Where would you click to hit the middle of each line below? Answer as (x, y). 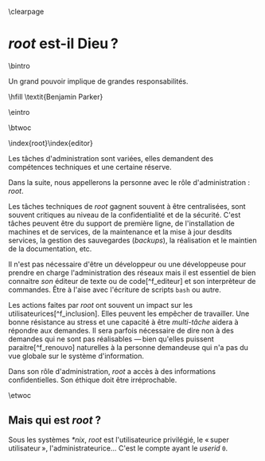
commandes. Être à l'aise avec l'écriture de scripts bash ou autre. (115, 290)
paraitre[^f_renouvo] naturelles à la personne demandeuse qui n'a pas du (129, 347)
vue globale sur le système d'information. (76, 356)
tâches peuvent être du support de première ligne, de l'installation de (121, 223)
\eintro (19, 112)
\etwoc (20, 395)
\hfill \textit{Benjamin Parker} (56, 97)
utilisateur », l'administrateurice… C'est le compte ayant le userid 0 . (118, 448)
